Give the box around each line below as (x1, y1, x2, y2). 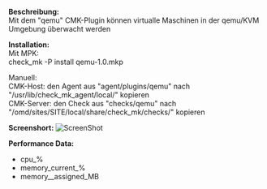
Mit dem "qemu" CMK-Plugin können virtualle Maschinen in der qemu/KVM (8, 15, 260, 25)
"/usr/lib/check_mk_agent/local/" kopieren (8, 90, 150, 100)
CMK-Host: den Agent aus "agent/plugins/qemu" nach (8, 81, 191, 91)
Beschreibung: (8, 7, 59, 16)
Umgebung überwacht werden (8, 24, 111, 33)
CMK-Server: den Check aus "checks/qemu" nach (8, 99, 177, 108)
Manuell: (8, 73, 38, 82)
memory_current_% (19, 163, 86, 173)
